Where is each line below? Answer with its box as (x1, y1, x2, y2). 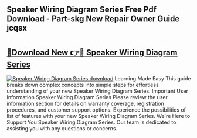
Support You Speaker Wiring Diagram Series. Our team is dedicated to (6, 119, 176, 126)
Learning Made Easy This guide (114, 75, 191, 82)
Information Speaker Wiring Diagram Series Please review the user (6, 94, 168, 100)
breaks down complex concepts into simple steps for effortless (6, 82, 159, 88)
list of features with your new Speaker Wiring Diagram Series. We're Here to (6, 113, 191, 119)
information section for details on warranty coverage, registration (6, 100, 164, 107)
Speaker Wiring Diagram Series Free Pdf (6, 5, 157, 15)
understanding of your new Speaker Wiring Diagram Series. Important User (6, 87, 189, 95)
